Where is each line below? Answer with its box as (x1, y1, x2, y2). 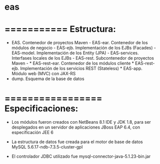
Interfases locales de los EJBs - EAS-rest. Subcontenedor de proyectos (11, 55, 154, 61)
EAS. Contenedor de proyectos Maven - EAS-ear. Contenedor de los (11, 40, 148, 46)
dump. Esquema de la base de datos (11, 76, 85, 82)
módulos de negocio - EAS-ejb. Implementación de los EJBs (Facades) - (11, 45, 156, 51)
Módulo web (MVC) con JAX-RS (11, 71, 76, 77)
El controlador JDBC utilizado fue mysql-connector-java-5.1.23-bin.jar (11, 153, 151, 159)
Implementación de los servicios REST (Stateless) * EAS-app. (20, 66, 143, 71)
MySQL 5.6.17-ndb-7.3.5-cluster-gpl (11, 144, 83, 150)
